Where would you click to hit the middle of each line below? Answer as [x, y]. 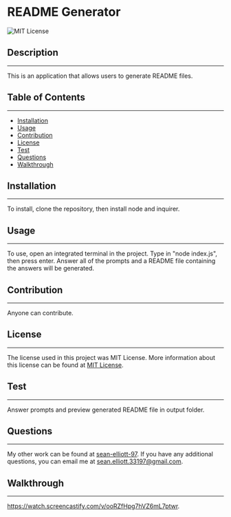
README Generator [64, 12]
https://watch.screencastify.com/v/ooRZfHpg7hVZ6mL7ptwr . [93, 506]
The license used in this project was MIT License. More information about [111, 357]
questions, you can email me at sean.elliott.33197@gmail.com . [95, 461]
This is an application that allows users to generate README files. [100, 76]
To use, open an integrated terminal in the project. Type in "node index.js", [112, 254]
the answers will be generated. [51, 268]
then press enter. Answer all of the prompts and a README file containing [111, 261]
